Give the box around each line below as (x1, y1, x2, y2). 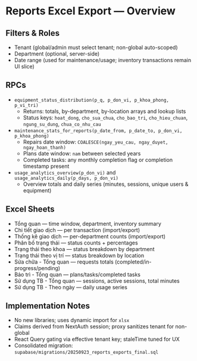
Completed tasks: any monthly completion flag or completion (23, 156, 173, 163)
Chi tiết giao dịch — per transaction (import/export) (14, 226, 140, 234)
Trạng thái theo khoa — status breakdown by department (14, 245, 155, 252)
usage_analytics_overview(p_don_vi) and (14, 169, 116, 176)
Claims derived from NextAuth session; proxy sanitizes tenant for (14, 323, 174, 330)
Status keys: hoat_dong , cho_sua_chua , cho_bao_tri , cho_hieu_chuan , (23, 114, 188, 121)
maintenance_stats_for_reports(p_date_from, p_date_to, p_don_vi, (14, 127, 183, 134)
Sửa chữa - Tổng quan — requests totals (14, 258, 114, 265)
